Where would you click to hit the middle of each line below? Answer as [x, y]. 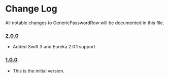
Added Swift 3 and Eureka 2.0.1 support [54, 47]
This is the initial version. [39, 70]
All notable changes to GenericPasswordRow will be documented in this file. [85, 23]
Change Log [31, 9]
